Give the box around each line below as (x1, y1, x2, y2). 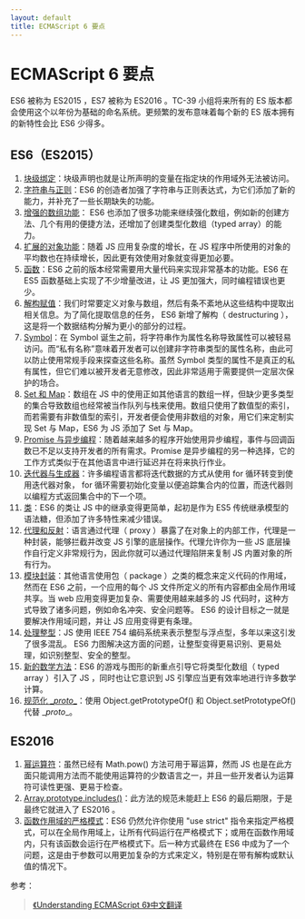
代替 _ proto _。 (23, 707, 78, 717)
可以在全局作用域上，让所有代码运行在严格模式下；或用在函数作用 (39, 827, 287, 838)
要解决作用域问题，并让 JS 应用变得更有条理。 (23, 616, 198, 627)
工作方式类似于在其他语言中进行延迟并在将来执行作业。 (23, 457, 231, 468)
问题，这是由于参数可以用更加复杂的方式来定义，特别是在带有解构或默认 (23, 850, 294, 861)
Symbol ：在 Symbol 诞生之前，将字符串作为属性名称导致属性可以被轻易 (23, 332, 291, 343)
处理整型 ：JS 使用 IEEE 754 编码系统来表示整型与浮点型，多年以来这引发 (23, 627, 296, 638)
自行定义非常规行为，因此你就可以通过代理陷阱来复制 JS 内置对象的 (31, 548, 285, 558)
